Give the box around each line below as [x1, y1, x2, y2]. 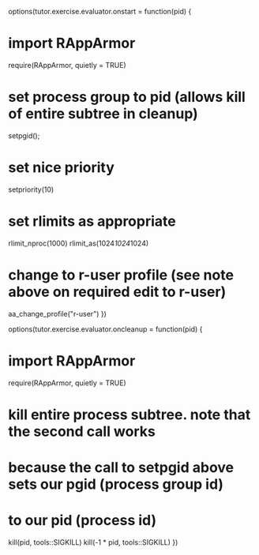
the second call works [8, 422, 156, 441]
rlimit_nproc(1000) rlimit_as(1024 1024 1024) [8, 238, 149, 248]
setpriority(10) [8, 185, 54, 194]
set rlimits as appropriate [8, 212, 176, 230]
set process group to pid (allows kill [8, 88, 246, 106]
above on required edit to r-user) [8, 283, 227, 301]
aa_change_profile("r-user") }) [8, 309, 107, 318]
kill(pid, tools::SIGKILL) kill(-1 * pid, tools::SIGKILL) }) [8, 537, 178, 547]
